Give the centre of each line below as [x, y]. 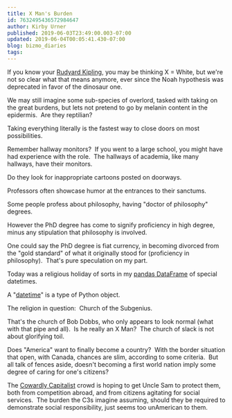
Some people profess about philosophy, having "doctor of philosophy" [108, 204]
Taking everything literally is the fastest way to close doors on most [103, 128]
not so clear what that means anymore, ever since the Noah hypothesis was [115, 79]
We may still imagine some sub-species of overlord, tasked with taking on [113, 100]
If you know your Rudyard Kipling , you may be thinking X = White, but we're [115, 72]
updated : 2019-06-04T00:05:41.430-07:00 [66, 40]
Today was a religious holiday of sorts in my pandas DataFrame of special [113, 274]
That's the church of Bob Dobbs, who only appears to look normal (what [110, 321]
